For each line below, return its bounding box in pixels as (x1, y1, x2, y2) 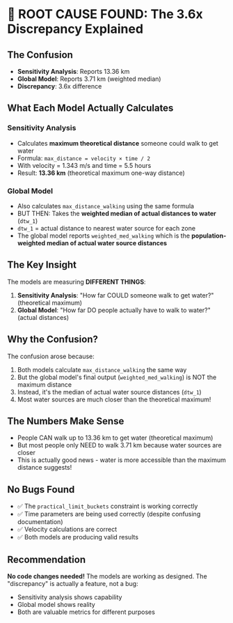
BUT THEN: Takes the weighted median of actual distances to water (17, 209, 217, 217)
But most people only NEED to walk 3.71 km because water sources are (17, 441, 222, 449)
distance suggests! (17, 463, 72, 472)
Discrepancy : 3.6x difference (17, 82, 102, 90)
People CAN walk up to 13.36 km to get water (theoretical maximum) (17, 433, 214, 442)
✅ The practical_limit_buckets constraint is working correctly (17, 502, 198, 511)
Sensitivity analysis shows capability (17, 593, 122, 601)
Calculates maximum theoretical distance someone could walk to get (17, 139, 219, 147)
